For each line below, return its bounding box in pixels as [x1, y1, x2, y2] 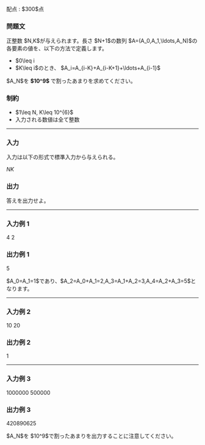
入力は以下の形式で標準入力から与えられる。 [6, 153, 119, 160]
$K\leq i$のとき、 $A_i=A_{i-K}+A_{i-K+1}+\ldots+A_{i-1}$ [15, 64, 160, 72]
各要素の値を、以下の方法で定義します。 [6, 45, 108, 52]
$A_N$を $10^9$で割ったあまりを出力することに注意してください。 [6, 432, 177, 439]
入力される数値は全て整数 [15, 116, 80, 123]
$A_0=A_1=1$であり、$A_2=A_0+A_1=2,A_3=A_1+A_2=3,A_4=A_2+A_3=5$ [6, 277, 191, 285]
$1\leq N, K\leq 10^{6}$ [15, 108, 74, 116]
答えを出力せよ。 [6, 197, 49, 204]
